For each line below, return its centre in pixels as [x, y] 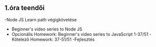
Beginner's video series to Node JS [47, 29]
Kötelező [20, 39]
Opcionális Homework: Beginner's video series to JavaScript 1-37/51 [80, 34]
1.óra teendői [24, 8]
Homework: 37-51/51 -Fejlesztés [62, 39]
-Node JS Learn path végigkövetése [41, 19]
